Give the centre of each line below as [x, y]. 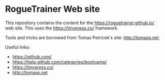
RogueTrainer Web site [52, 9]
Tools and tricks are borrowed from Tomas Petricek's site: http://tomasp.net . [82, 38]
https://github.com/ [32, 57]
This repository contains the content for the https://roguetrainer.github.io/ [80, 23]
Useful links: [18, 47]
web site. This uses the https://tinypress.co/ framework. [62, 28]
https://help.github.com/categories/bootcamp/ [59, 62]
